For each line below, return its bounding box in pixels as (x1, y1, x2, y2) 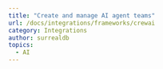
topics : (8, 41, 34, 49)
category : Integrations (8, 26, 88, 34)
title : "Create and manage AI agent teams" (8, 11, 156, 20)
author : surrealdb (8, 33, 70, 42)
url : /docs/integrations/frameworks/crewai (8, 19, 156, 27)
